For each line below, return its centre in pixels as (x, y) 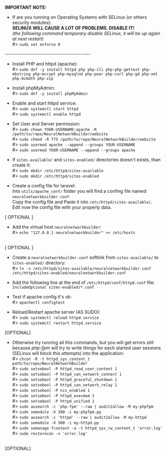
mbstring (21, 74)
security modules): (32, 23)
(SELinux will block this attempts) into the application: (68, 353)
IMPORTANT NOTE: (26, 7)
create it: (21, 165)
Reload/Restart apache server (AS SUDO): (56, 312)
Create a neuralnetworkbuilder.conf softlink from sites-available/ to (85, 257)
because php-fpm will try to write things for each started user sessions (86, 348)
